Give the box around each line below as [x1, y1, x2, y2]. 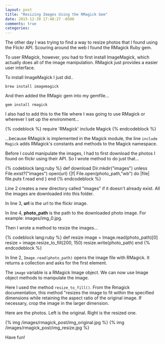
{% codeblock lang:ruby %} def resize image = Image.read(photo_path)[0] [5, 234, 158, 241]
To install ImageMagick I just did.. [5, 74, 74, 80]
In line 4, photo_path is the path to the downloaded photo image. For [5, 210, 147, 216]
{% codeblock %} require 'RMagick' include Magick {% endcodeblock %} [5, 126, 157, 132]
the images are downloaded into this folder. [5, 191, 94, 197]
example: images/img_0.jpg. [5, 215, 63, 221]
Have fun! [5, 335, 25, 341]
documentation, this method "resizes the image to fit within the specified [5, 290, 154, 296]
